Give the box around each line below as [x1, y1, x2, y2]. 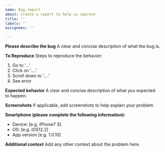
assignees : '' [5, 26, 34, 30]
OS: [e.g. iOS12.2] [12, 126, 49, 133]
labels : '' [5, 21, 28, 26]
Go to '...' [12, 62, 31, 68]
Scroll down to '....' [12, 73, 50, 79]
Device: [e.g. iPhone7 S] [12, 122, 62, 127]
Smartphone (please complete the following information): [5, 112, 126, 118]
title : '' [5, 16, 26, 21]
